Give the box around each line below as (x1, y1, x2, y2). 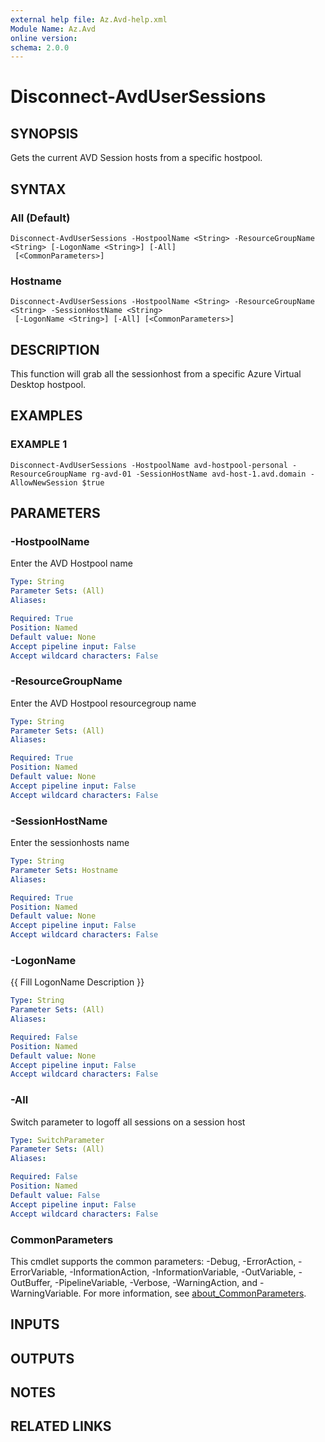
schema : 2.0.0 (10, 42, 70, 53)
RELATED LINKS (10, 1418, 112, 1435)
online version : (10, 33, 78, 43)
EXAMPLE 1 (10, 437, 68, 451)
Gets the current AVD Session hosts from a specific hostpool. (10, 152, 263, 164)
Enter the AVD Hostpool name (10, 557, 133, 570)
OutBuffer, (10, 1276, 53, 1288)
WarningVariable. (10, 1287, 82, 1299)
